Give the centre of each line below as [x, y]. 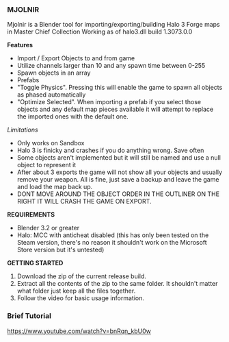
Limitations [23, 130]
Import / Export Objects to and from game [76, 58]
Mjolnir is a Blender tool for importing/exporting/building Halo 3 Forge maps [113, 25]
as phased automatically [51, 95]
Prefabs [28, 80]
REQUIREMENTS [31, 215]
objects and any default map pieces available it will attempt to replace [115, 109]
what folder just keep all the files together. [76, 291]
